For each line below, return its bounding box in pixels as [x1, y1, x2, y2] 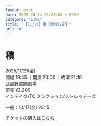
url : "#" [5, 27, 24, 32]
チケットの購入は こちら [5, 115, 55, 121]
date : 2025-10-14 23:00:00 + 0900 [5, 12, 79, 17]
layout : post [5, 7, 33, 13]
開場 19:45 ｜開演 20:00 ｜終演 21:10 [5, 74, 82, 81]
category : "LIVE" [5, 17, 42, 22]
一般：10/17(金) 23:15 [5, 104, 50, 110]
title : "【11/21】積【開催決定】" [5, 21, 72, 27]
